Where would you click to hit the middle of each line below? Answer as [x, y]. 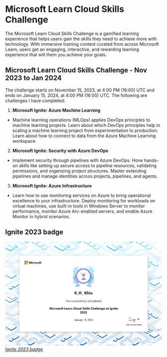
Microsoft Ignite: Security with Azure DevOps [60, 151]
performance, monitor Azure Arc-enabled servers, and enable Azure [82, 211]
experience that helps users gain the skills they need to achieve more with [81, 39]
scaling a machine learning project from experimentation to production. [85, 130]
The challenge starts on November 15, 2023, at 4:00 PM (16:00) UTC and [80, 90]
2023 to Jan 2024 [34, 78]
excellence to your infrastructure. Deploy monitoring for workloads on [84, 200]
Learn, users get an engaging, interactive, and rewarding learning [72, 49]
